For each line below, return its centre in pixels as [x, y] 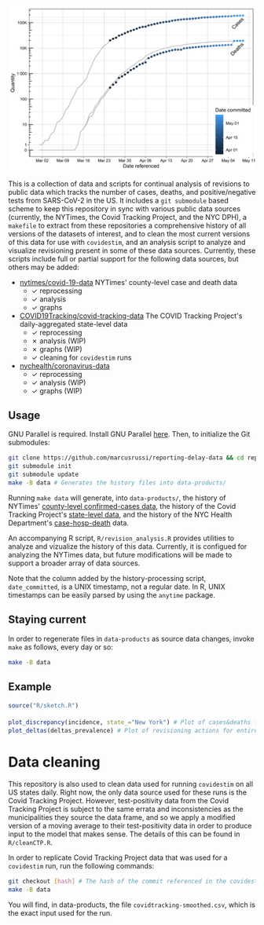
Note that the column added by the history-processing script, [107, 578]
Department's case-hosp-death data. [69, 523]
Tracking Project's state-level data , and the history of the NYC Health [120, 514]
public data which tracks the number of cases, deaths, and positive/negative [132, 192]
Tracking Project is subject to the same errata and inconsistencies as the [126, 809]
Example [30, 687]
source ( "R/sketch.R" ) [44, 706]
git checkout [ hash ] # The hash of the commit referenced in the [117, 881]
